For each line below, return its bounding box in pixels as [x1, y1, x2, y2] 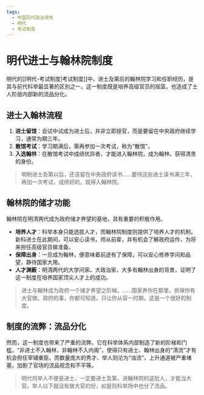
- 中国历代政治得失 [12, 15, 53, 21]
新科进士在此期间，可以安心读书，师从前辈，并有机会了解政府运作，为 [15, 236, 191, 243]
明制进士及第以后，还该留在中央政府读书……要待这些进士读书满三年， [21, 171, 195, 178]
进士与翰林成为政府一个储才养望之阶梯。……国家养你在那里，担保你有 [21, 287, 195, 294]
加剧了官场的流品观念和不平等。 [16, 362, 97, 369]
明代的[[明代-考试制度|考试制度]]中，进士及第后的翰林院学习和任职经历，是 [6, 75, 194, 83]
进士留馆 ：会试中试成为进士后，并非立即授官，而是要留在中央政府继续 [15, 127, 191, 135]
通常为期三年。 [25, 135, 64, 142]
